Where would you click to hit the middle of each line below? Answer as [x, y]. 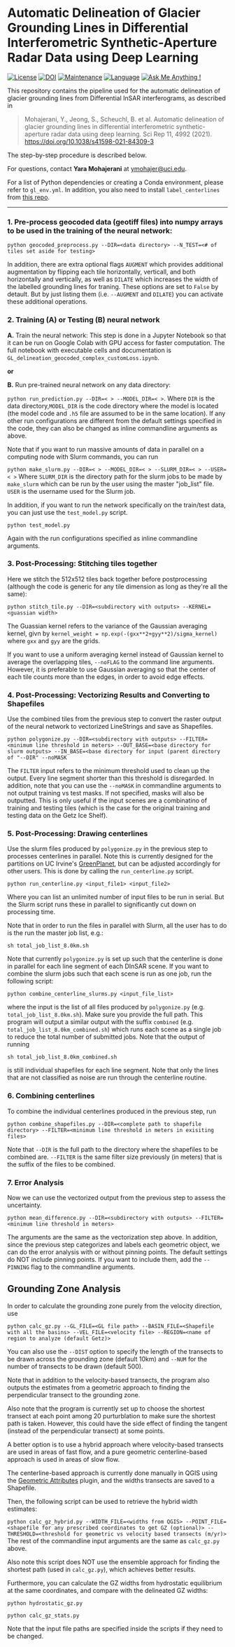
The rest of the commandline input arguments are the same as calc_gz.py [114, 1540]
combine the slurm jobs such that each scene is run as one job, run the [109, 974]
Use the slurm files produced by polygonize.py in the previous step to [108, 849]
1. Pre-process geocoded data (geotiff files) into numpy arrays [115, 222]
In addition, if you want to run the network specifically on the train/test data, [116, 505]
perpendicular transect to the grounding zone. [74, 1394]
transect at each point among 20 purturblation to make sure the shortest [111, 1416]
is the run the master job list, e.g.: [55, 933]
